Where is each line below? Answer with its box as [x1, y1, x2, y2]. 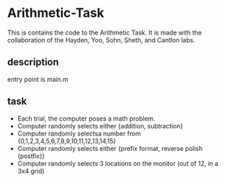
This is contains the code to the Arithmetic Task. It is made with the [7, 28, 202, 37]
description [7, 56, 59, 68]
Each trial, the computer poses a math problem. [17, 114, 156, 123]
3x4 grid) [17, 166, 45, 175]
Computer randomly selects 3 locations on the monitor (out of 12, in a [17, 159, 219, 167]
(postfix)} [17, 152, 45, 160]
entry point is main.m [7, 75, 69, 83]
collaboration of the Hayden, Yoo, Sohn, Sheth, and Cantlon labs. [7, 35, 195, 44]
